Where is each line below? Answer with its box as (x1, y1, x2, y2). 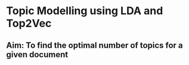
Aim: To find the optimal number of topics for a (6, 40, 183, 50)
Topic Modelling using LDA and (6, 4, 163, 18)
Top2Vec (6, 17, 52, 30)
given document (6, 49, 69, 60)
